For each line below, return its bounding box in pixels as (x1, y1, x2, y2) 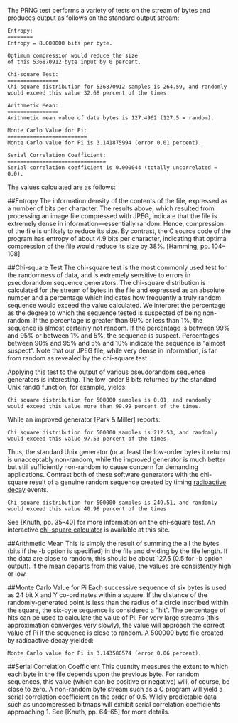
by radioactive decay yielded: (7, 636, 94, 644)
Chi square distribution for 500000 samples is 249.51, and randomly (7, 499, 218, 506)
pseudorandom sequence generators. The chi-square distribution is (7, 279, 206, 286)
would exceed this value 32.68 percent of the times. (7, 90, 171, 97)
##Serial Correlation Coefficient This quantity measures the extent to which (7, 663, 229, 670)
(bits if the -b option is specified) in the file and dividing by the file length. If (7, 547, 228, 555)
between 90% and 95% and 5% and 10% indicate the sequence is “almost (7, 339, 226, 347)
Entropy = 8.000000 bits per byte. (7, 40, 113, 47)
